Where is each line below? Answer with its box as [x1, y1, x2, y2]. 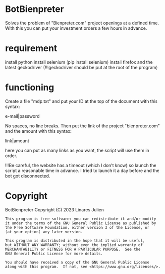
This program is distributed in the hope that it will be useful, [5, 238, 145, 243]
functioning [5, 82, 55, 93]
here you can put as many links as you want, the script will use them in [5, 147, 150, 153]
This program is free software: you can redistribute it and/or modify [5, 216, 156, 221]
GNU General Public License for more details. [5, 251, 103, 256]
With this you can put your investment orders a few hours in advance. [5, 25, 147, 31]
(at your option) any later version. [5, 229, 83, 234]
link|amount [5, 138, 30, 144]
